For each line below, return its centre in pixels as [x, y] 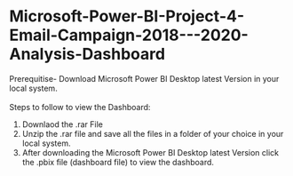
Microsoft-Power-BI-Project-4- [127, 16]
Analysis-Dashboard [87, 54]
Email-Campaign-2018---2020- [129, 35]
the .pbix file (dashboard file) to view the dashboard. [118, 162]
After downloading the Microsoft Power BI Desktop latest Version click [150, 152]
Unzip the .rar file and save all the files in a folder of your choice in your [153, 133]
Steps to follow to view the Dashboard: [80, 107]
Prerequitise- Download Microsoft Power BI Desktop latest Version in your [144, 78]
